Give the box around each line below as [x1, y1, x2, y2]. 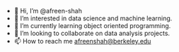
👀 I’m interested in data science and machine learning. [13, 14, 173, 22]
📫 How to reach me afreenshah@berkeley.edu [13, 37, 151, 45]
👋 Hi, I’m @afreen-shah [13, 7, 83, 15]
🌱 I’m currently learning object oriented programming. [13, 22, 171, 30]
